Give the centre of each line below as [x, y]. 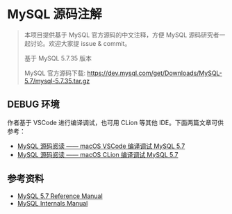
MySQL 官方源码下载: [55, 73]
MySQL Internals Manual [52, 203]
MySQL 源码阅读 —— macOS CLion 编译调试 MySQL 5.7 [98, 154]
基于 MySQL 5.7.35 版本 [58, 58]
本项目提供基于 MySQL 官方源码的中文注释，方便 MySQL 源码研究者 [122, 35]
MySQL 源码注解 [55, 14]
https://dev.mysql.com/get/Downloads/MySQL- [154, 73]
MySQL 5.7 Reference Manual [60, 196]
